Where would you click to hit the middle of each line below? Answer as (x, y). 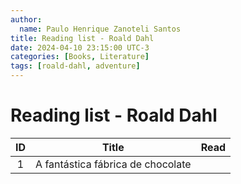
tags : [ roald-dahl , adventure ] (75, 66)
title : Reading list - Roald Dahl (82, 38)
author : (26, 19)
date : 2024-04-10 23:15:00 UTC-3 (80, 47)
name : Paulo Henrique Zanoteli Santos (100, 29)
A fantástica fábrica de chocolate (113, 164)
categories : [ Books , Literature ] (80, 57)
